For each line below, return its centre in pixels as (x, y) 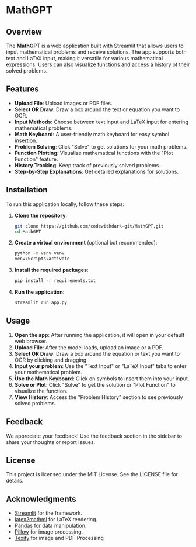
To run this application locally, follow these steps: (65, 204)
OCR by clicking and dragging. (51, 360)
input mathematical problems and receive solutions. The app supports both (96, 52)
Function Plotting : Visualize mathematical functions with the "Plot (94, 153)
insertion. (26, 140)
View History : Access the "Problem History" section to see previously (99, 397)
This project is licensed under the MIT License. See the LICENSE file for (92, 474)
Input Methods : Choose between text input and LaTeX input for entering (101, 122)
